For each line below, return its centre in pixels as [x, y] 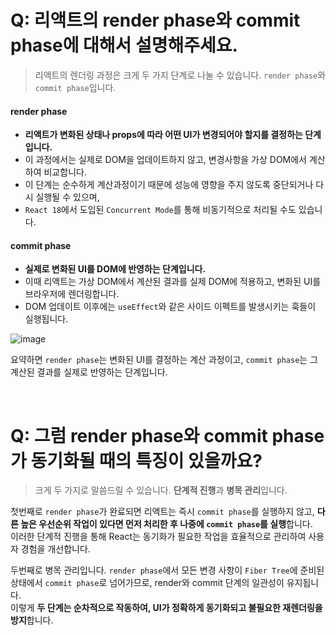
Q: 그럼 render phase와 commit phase [167, 435]
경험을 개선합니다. [55, 549]
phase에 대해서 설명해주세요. [124, 45]
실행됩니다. [46, 319]
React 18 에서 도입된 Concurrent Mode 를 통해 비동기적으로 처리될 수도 [160, 210]
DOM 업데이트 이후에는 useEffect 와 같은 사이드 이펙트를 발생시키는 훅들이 [170, 307]
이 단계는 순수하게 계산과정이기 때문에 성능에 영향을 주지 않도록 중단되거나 [169, 185]
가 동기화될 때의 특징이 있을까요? [136, 460]
